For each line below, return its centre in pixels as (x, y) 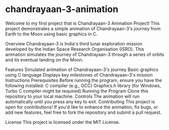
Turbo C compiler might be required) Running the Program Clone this (77, 91)
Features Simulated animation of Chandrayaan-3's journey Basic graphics (82, 70)
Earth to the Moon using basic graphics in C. (51, 34)
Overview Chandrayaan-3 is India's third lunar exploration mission (74, 43)
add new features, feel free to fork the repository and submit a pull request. (83, 112)
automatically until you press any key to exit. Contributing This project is (80, 101)
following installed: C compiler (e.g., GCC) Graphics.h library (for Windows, (83, 85)
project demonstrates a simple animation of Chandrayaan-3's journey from (83, 28)
